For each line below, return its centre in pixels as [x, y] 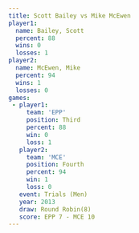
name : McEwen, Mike [48, 68]
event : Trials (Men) [53, 194]
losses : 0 [32, 90]
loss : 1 [39, 142]
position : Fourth [55, 165]
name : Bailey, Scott [50, 30]
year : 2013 [37, 202]
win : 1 [37, 180]
